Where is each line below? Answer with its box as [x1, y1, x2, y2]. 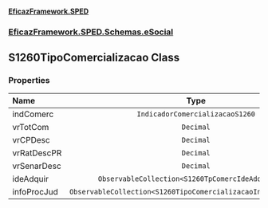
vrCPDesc [12, 135, 50, 146]
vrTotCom [12, 122, 49, 133]
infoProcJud [12, 186, 58, 198]
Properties [8, 74, 50, 85]
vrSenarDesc [12, 160, 61, 171]
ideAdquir [12, 174, 49, 185]
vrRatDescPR [12, 147, 62, 159]
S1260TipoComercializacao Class [8, 50, 180, 64]
